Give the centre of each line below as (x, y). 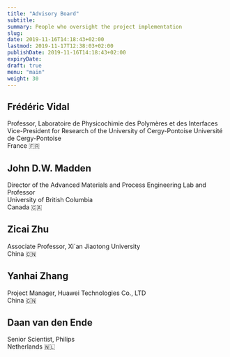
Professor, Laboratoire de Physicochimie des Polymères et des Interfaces (113, 123)
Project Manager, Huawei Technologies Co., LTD (77, 293)
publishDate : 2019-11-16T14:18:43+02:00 (67, 53)
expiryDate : (24, 59)
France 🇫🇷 (24, 146)
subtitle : (22, 20)
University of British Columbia (50, 200)
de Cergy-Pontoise (34, 138)
